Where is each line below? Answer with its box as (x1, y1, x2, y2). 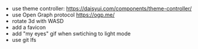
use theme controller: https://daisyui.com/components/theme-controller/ (11, 5, 192, 12)
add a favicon (11, 24, 46, 31)
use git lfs (11, 37, 37, 43)
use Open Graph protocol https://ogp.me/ (11, 11, 115, 18)
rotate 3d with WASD (11, 18, 64, 24)
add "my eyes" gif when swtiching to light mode (11, 30, 131, 37)
